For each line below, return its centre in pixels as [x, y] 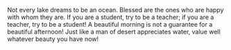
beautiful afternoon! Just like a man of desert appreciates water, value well [114, 32]
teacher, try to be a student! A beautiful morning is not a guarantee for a [110, 24]
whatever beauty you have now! [53, 39]
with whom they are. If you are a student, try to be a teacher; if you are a [111, 17]
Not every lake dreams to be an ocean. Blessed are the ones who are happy [115, 10]
